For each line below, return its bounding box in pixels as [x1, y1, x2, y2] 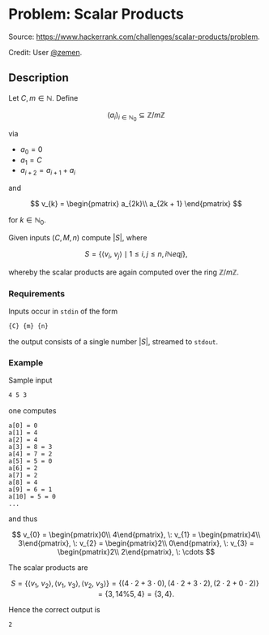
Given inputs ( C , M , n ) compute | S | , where [8, 233, 147, 243]
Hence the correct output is [8, 605, 100, 614]
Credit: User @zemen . [8, 47, 83, 57]
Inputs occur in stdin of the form [8, 306, 118, 317]
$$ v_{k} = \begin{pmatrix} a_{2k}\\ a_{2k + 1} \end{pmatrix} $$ [30, 199, 242, 209]
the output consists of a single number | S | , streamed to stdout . [8, 337, 219, 347]
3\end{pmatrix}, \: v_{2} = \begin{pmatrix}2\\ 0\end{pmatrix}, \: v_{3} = [18, 538, 254, 548]
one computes [8, 406, 57, 416]
